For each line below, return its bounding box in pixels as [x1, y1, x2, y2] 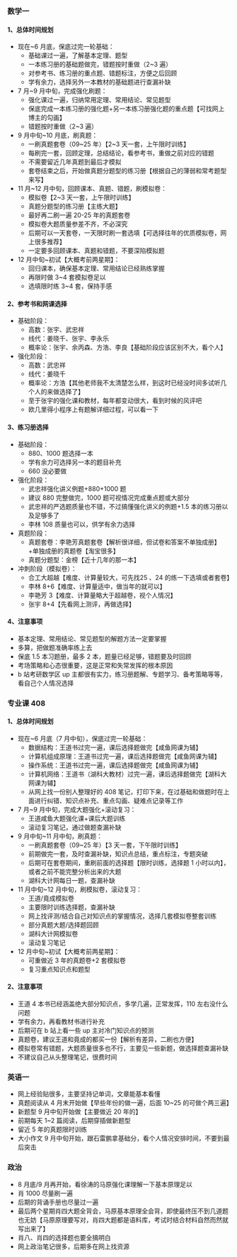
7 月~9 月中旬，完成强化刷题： [17, 87, 108, 95]
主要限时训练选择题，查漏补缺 [28, 903, 115, 911]
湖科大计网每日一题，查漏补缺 [28, 876, 115, 884]
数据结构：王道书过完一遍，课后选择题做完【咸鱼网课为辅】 [28, 743, 202, 752]
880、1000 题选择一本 [28, 449, 93, 457]
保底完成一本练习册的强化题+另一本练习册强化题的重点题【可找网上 [28, 104, 225, 113]
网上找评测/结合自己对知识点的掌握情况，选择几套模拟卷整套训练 [28, 911, 217, 920]
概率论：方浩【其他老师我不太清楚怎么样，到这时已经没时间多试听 [28, 378, 221, 388]
